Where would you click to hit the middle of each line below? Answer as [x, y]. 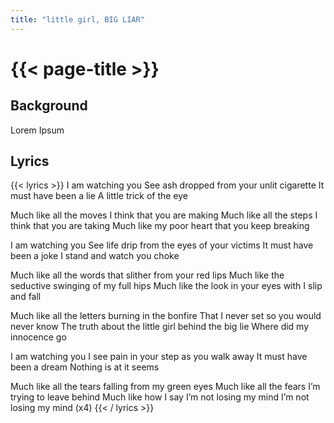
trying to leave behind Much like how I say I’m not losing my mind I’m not [160, 397]
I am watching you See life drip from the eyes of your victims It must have [162, 245]
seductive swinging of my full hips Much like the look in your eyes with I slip [166, 286]
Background [49, 106]
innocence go [38, 337]
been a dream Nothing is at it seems [85, 367]
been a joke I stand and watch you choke [95, 256]
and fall [26, 297]
